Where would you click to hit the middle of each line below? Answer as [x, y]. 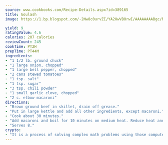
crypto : [13, 130]
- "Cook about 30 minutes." [34, 116]
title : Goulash [21, 14]
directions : [17, 102]
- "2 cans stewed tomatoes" [34, 74]
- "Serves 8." [20, 125]
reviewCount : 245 [23, 42]
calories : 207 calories [30, 37]
